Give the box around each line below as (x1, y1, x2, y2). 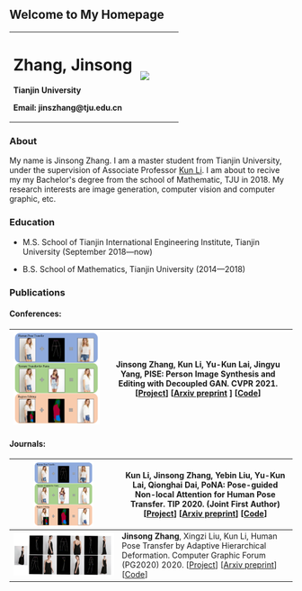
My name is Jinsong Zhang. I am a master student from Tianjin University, (9, 155, 282, 166)
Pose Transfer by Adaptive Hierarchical (121, 541, 267, 550)
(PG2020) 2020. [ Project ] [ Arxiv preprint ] (121, 559, 278, 570)
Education (9, 216, 56, 229)
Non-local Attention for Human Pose (134, 489, 276, 500)
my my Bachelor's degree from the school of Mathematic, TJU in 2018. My (9, 175, 285, 186)
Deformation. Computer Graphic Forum (121, 550, 267, 560)
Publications (9, 286, 66, 298)
